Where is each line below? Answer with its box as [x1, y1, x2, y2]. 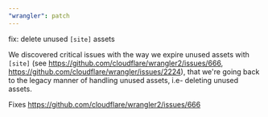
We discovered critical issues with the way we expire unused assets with [8, 49, 249, 59]
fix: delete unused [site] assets [8, 34, 115, 44]
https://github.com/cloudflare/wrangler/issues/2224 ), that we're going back [8, 66, 260, 77]
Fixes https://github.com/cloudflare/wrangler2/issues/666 [8, 99, 201, 109]
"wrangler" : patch [8, 11, 70, 20]
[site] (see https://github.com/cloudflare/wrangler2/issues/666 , [8, 58, 224, 68]
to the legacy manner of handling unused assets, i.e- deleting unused [8, 75, 239, 85]
